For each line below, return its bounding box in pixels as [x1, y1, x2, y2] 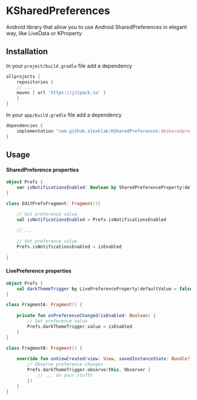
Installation [6, 47, 48, 57]
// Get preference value [16, 211, 77, 217]
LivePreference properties [6, 268, 72, 275]
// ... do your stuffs [37, 372, 93, 378]
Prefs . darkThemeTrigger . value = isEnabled [27, 323, 133, 329]
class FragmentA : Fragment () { [6, 302, 83, 308]
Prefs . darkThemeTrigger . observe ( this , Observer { [27, 367, 151, 373]
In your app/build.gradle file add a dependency [6, 111, 122, 118]
